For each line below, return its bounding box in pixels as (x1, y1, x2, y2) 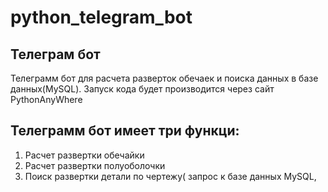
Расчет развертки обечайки (24, 149, 145, 161)
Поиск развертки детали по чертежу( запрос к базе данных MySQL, (24, 170, 317, 182)
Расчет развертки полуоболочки (24, 159, 166, 171)
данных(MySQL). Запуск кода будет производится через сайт (10, 83, 275, 95)
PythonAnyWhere (10, 94, 83, 105)
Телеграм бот (10, 46, 101, 63)
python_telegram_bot (10, 6, 193, 29)
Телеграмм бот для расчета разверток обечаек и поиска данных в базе (10, 72, 319, 84)
